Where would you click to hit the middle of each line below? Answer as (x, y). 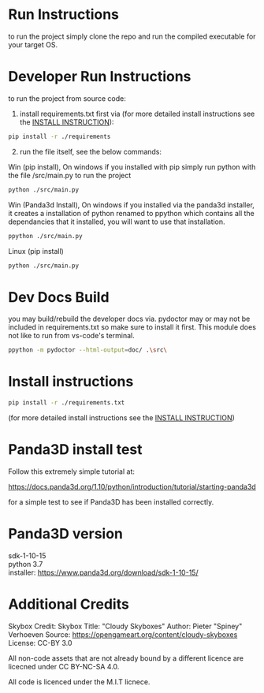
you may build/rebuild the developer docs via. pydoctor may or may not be (129, 319)
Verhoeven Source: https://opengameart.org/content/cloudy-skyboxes (123, 634)
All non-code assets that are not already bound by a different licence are (126, 658)
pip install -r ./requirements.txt (67, 403)
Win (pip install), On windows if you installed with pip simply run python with (132, 166)
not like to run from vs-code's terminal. (72, 336)
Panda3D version (66, 534)
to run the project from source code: (67, 98)
